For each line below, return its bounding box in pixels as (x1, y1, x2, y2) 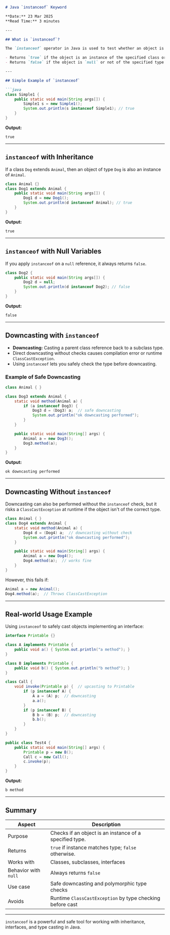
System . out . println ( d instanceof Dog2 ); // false (23, 284, 130, 289)
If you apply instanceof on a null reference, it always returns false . (5, 261, 147, 267)
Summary (5, 806, 37, 815)
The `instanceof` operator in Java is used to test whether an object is (5, 46, 164, 51)
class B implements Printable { (5, 661, 73, 666)
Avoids (8, 898, 24, 905)
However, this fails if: (5, 577, 49, 583)
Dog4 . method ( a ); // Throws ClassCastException (5, 591, 108, 597)
